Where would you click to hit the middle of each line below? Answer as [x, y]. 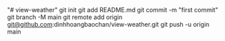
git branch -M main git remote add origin [65, 17]
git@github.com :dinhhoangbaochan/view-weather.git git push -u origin [108, 24]
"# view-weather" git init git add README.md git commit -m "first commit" [113, 10]
